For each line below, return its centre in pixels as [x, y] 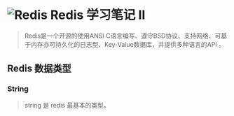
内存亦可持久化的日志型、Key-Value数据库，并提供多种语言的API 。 [128, 44]
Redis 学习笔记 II [98, 15]
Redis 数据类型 [39, 69]
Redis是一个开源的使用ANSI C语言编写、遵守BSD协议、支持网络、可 [123, 36]
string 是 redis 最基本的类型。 [67, 105]
